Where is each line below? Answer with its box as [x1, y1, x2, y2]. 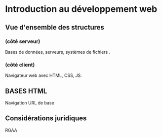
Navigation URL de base [5, 100, 54, 105]
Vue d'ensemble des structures [5, 23, 105, 32]
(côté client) [5, 61, 35, 68]
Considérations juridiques [5, 114, 87, 123]
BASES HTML [5, 87, 47, 95]
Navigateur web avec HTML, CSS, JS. [5, 72, 82, 78]
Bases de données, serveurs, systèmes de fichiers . [5, 49, 111, 55]
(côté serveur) [5, 38, 40, 45]
